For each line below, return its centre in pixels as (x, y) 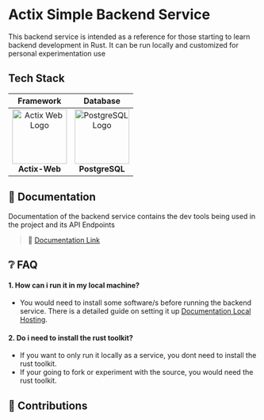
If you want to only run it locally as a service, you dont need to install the (138, 356)
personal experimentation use (57, 53)
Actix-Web (40, 168)
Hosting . (33, 320)
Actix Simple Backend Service (109, 15)
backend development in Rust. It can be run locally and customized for (124, 44)
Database (102, 101)
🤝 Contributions (48, 405)
